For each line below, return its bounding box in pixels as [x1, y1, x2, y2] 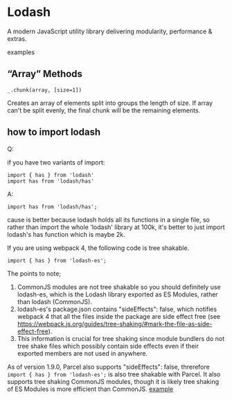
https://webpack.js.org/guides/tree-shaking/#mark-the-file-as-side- [17, 319, 213, 328]
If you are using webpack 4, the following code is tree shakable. [7, 244, 190, 252]
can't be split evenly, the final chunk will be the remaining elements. [7, 106, 201, 115]
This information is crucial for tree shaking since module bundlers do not [17, 334, 225, 342]
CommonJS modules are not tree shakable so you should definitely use [17, 283, 221, 291]
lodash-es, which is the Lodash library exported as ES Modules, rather [17, 290, 218, 299]
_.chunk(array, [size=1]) [7, 86, 82, 94]
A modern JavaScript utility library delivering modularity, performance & [7, 27, 213, 35]
